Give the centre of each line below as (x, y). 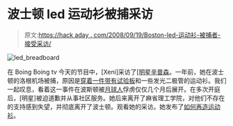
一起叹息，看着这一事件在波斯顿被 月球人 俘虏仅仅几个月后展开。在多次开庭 (114, 89)
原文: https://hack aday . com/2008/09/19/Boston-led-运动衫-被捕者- (122, 35)
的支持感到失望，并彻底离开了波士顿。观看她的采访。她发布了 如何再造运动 (114, 107)
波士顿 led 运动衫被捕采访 (80, 14)
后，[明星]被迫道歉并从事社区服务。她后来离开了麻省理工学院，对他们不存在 (116, 97)
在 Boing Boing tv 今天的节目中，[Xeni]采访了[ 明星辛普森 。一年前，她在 (110, 72)
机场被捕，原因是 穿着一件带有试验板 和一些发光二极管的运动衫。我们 (129, 80)
